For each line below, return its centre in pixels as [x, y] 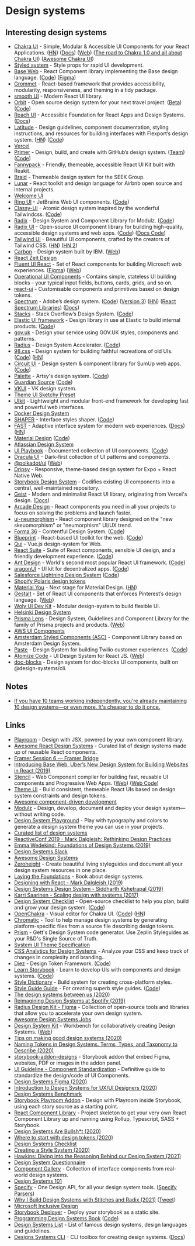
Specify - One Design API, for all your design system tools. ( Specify [95, 1187]
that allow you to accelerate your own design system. [78, 1013]
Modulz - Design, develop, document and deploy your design [88, 808]
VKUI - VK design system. [45, 388]
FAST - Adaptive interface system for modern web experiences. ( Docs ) [99, 426]
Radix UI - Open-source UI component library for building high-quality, [99, 227]
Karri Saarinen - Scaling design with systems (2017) [76, 895]
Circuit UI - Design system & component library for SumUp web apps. [97, 363]
